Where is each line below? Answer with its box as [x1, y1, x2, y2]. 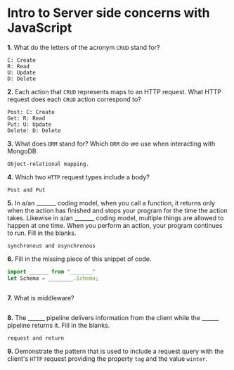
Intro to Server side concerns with [7, 5, 210, 21]
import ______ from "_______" [7, 268, 96, 275]
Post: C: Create [7, 108, 55, 115]
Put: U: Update [7, 121, 52, 128]
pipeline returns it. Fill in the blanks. [7, 321, 110, 329]
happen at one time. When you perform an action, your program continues [7, 221, 223, 229]
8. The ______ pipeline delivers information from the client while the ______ [7, 313, 219, 321]
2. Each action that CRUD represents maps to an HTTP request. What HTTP [7, 87, 222, 96]
